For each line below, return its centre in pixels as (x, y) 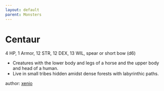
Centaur (23, 39)
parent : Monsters (23, 15)
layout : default (22, 10)
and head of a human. (35, 68)
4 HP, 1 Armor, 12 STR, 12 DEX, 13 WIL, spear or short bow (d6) (70, 53)
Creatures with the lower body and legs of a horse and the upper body (86, 63)
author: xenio (19, 83)
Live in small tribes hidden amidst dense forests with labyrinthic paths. (86, 74)
